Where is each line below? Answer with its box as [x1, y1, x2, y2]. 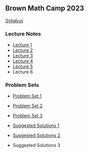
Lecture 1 [12, 42, 32, 48]
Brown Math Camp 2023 [5, 4, 84, 13]
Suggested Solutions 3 [12, 142, 61, 148]
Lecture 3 [12, 53, 33, 59]
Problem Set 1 [12, 93, 42, 99]
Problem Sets [5, 81, 39, 88]
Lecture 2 [12, 47, 33, 53]
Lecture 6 [12, 69, 33, 75]
